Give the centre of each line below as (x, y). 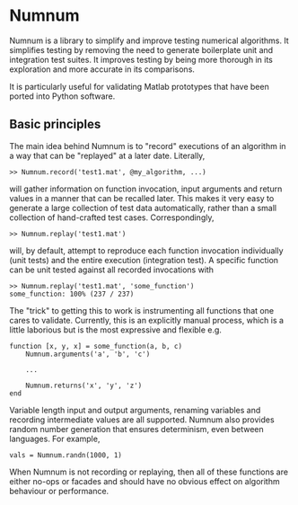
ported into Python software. (62, 96)
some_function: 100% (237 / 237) (72, 294)
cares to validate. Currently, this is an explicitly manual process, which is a (147, 320)
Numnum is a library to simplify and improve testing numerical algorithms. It (149, 40)
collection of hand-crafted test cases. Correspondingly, (112, 217)
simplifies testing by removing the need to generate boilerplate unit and (141, 49)
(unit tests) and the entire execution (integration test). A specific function (144, 260)
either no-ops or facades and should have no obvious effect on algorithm (145, 481)
